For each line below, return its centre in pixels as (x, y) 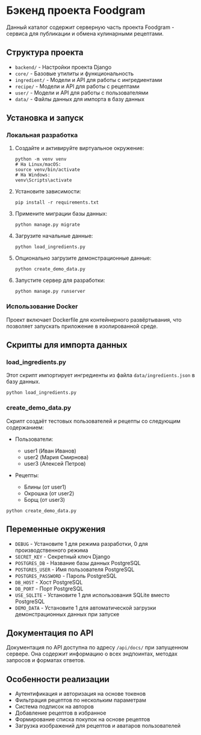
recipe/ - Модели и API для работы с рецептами (77, 86)
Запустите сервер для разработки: (60, 280)
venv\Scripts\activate (43, 180)
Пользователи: (34, 439)
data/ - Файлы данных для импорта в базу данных (80, 99)
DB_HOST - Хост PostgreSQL (49, 582)
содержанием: (25, 427)
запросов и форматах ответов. (46, 660)
